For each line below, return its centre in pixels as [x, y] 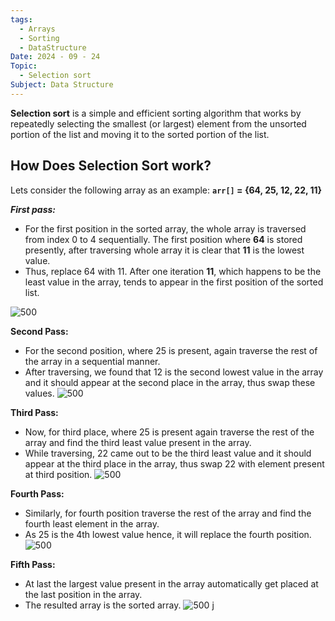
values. [39, 393]
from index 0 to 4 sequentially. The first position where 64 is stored [163, 239]
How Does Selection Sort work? [111, 166]
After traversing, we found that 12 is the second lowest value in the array [174, 372]
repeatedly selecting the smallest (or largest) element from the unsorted [158, 123]
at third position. [58, 474]
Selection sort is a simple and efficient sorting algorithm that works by [156, 113]
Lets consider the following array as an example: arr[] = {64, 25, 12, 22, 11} [166, 190]
